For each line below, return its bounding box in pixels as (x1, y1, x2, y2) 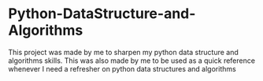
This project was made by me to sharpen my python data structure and (8, 47, 239, 57)
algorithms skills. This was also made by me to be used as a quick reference (8, 56, 256, 65)
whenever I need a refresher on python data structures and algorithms (8, 64, 236, 73)
